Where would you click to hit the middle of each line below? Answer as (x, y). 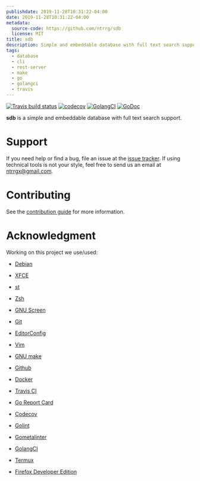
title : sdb (20, 39)
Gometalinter (31, 437)
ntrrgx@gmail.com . (30, 171)
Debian (24, 263)
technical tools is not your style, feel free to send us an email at (84, 165)
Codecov (26, 414)
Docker (24, 379)
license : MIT (28, 34)
